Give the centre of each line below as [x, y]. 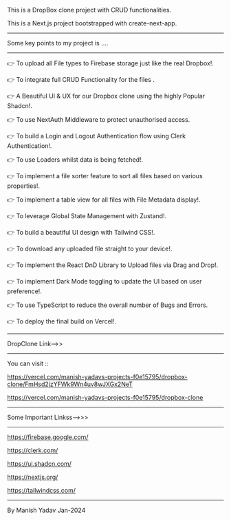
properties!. [23, 186]
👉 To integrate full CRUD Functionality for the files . [81, 79]
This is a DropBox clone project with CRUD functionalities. [89, 10]
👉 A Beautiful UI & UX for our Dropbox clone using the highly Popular [106, 96]
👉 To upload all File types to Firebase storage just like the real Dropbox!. [111, 63]
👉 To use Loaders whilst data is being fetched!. [75, 160]
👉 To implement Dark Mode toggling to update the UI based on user [104, 281]
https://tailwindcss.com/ [42, 490]
